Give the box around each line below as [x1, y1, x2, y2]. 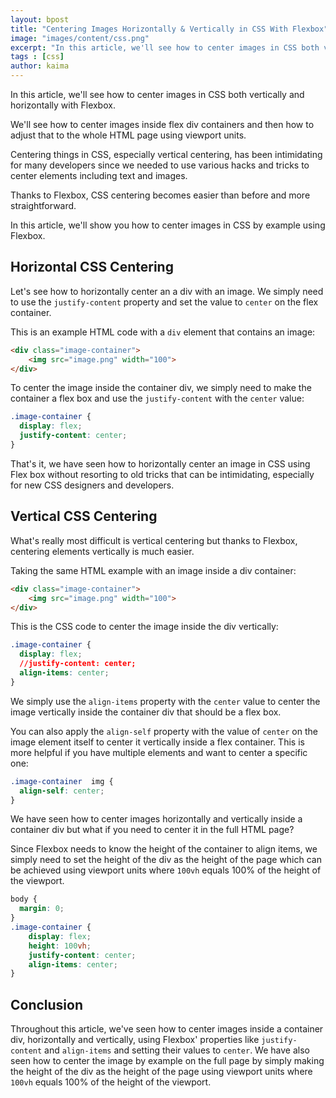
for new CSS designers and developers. [10, 479, 175, 491]
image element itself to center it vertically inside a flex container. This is [10, 736, 305, 748]
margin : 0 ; [19, 904, 65, 914]
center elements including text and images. [10, 170, 188, 181]
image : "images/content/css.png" [10, 33, 150, 43]
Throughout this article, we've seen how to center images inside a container [10, 1023, 324, 1035]
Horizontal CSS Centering [10, 259, 174, 276]
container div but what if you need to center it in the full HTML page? [10, 824, 295, 836]
